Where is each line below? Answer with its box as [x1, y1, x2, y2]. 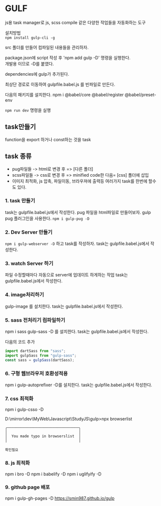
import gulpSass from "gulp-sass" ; [5, 353, 77, 358]
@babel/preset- [125, 92, 156, 98]
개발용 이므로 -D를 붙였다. [5, 61, 54, 66]
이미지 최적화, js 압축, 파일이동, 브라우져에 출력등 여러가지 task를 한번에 [12, 178, 147, 184]
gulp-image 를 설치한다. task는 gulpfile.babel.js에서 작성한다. [5, 303, 123, 309]
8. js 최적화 [5, 459, 30, 466]
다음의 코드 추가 [5, 339, 35, 345]
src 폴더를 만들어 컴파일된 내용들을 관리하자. [5, 44, 88, 50]
